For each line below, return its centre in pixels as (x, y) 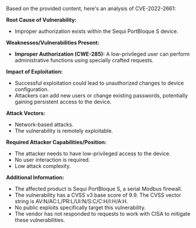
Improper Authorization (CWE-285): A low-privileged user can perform (102, 54)
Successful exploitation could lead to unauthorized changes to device (99, 83)
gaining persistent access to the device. (63, 102)
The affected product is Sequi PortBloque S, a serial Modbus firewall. (98, 189)
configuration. (31, 89)
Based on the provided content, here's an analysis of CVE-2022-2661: (91, 9)
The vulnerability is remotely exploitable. (64, 131)
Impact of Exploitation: (34, 72)
